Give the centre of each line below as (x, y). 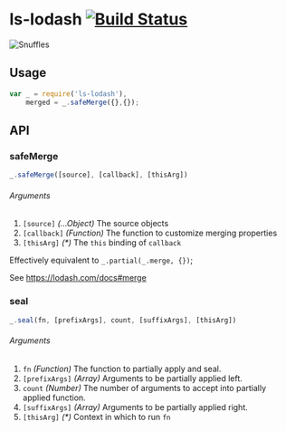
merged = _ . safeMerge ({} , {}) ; (83, 102)
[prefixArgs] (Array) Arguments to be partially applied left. (132, 378)
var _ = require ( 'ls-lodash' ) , (68, 94)
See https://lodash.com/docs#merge (78, 278)
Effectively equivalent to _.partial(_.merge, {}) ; (101, 260)
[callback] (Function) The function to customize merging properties (150, 233)
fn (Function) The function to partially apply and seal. (122, 369)
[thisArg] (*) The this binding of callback (102, 243)
